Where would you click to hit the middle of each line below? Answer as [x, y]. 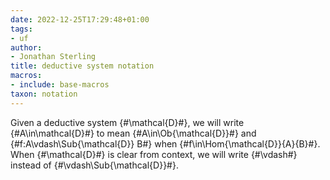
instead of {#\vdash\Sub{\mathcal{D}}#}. [94, 165]
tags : [21, 29]
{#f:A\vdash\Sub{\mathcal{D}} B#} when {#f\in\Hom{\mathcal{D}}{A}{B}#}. [165, 143]
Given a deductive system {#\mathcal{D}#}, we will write [127, 122]
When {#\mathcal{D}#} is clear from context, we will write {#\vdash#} [154, 154]
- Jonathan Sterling [53, 57]
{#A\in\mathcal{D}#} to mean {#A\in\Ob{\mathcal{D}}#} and [133, 133]
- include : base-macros [60, 85]
